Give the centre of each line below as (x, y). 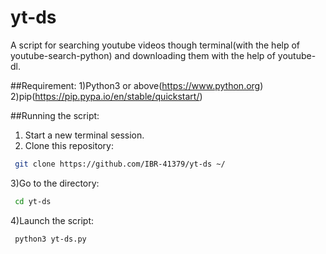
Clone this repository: (69, 145)
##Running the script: (55, 115)
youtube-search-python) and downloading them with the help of (143, 55)
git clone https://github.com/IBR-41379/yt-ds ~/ (120, 164)
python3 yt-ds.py (50, 239)
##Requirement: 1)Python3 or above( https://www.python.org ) (137, 85)
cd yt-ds (33, 201)
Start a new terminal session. (84, 135)
